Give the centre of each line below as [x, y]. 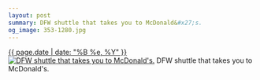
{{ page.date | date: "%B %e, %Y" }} [68, 53]
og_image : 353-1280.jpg [47, 30]
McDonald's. [29, 69]
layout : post [30, 15]
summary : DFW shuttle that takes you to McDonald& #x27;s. [105, 23]
